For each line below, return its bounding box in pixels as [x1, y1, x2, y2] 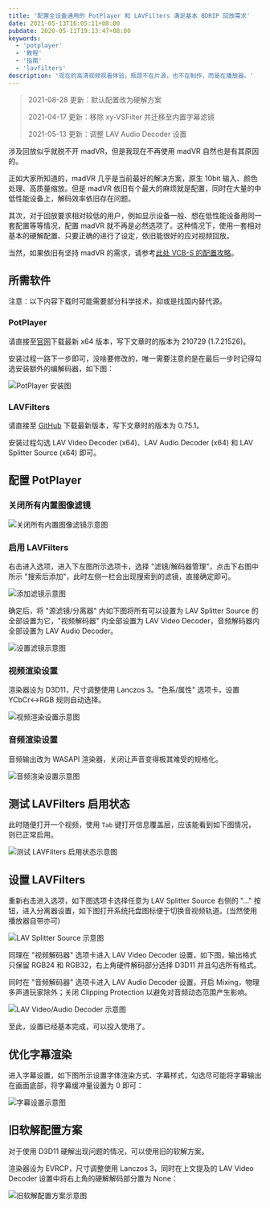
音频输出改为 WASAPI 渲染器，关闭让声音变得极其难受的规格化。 [8, 754, 223, 763]
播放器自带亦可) [8, 916, 61, 926]
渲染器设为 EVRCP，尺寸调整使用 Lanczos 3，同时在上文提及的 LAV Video [8, 1163, 255, 1173]
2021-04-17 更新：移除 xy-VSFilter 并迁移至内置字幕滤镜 [27, 112, 215, 122]
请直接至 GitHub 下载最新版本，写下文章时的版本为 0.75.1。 [8, 420, 204, 431]
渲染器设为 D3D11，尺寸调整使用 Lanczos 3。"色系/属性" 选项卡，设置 [8, 685, 239, 695]
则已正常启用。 [8, 830, 58, 840]
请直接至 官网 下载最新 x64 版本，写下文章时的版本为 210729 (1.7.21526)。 [8, 336, 251, 346]
